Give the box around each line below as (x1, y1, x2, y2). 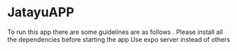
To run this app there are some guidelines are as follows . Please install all (7, 28, 224, 36)
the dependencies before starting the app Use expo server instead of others (7, 35, 231, 43)
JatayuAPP (7, 4, 75, 21)
